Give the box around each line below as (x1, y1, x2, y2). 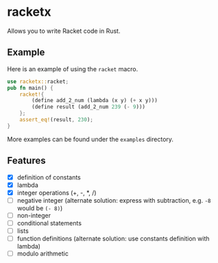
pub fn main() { (7, 84, 53, 91)
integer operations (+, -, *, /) (16, 188, 97, 197)
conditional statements (16, 218, 82, 227)
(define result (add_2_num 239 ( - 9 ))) (32, 103, 146, 110)
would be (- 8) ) (16, 203, 63, 212)
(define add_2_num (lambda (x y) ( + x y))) (32, 97, 158, 104)
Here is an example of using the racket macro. (7, 64, 138, 73)
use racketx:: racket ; (7, 78, 69, 85)
